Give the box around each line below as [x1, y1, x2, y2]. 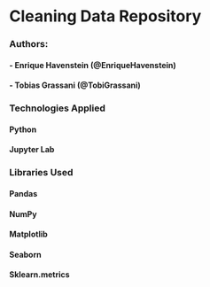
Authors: [9, 38, 49, 50]
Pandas [9, 188, 38, 198]
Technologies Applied [9, 102, 106, 114]
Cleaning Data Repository [9, 6, 202, 27]
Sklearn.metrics [9, 269, 70, 280]
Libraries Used [9, 167, 74, 179]
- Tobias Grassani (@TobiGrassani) [9, 80, 142, 90]
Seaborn [9, 249, 42, 260]
